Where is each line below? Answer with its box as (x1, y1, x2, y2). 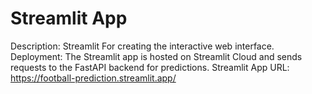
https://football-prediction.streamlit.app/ (10, 72, 177, 84)
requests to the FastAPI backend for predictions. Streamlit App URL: (10, 61, 290, 73)
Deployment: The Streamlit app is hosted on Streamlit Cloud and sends (10, 50, 303, 62)
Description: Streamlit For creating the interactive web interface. (10, 40, 275, 52)
